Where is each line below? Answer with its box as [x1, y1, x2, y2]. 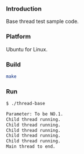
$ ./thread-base [6, 101, 45, 107]
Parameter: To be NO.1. [6, 111, 64, 117]
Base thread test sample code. [6, 18, 79, 25]
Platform [6, 33, 31, 41]
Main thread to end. [6, 143, 56, 150]
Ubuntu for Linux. [6, 45, 48, 52]
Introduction [6, 5, 42, 13]
